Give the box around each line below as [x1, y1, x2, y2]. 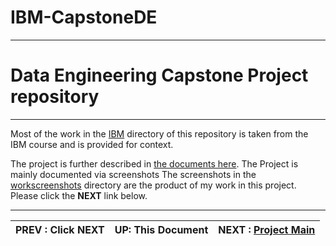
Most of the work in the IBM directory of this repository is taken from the [10, 127, 309, 140]
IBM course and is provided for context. [10, 138, 174, 150]
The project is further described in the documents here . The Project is [10, 157, 299, 170]
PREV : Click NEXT [15, 222, 105, 236]
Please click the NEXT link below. [10, 189, 148, 201]
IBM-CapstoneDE [10, 6, 158, 29]
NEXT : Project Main [218, 222, 316, 236]
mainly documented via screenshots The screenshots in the [10, 168, 257, 180]
